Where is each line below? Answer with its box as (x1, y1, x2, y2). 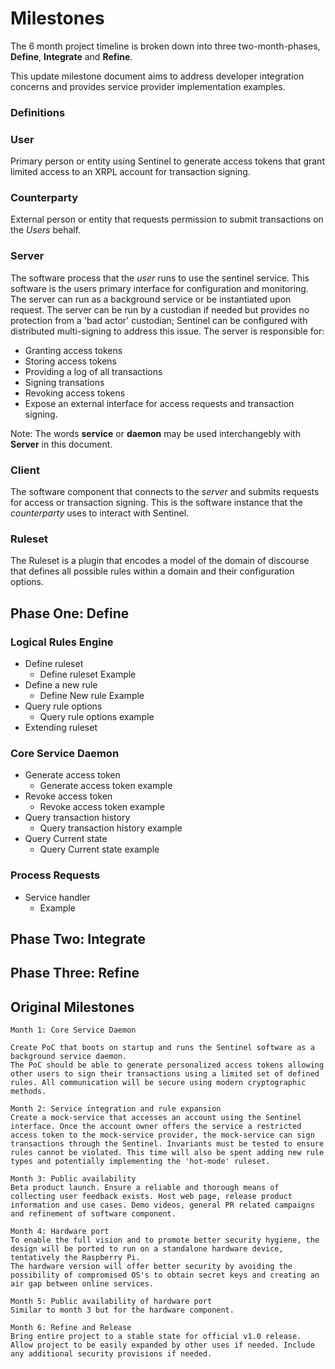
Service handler (24, 891, 91, 903)
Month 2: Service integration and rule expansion (10, 1104, 222, 1114)
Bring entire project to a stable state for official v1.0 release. (10, 1332, 302, 1342)
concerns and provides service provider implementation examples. (10, 80, 286, 92)
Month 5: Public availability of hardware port (10, 1297, 213, 1307)
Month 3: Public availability (10, 1174, 137, 1184)
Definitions (10, 105, 66, 119)
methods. (10, 1087, 47, 1097)
